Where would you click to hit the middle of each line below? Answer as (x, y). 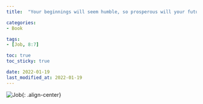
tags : (13, 39)
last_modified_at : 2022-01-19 (44, 78)
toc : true (19, 56)
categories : (21, 23)
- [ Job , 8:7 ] (23, 45)
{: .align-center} (41, 94)
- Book (14, 28)
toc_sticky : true (28, 61)
